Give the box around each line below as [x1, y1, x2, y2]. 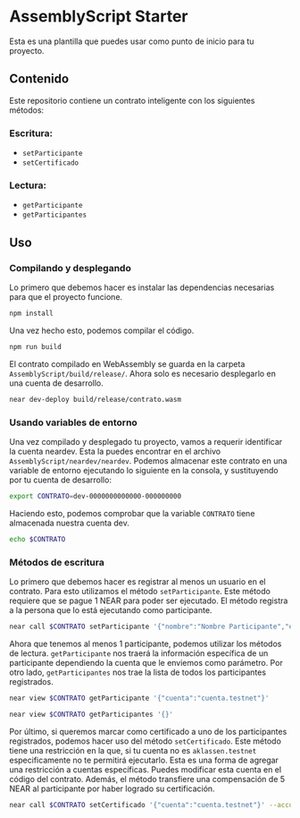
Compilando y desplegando [9, 261, 131, 274]
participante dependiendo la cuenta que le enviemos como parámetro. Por [9, 657, 283, 668]
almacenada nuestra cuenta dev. [9, 517, 129, 528]
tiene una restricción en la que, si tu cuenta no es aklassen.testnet [9, 745, 257, 755]
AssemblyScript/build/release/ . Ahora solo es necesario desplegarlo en [9, 368, 277, 379]
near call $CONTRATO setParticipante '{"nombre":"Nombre [9, 622, 226, 631]
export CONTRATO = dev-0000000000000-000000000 [9, 491, 181, 500]
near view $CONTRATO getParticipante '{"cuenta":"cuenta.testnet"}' [9, 694, 270, 703]
